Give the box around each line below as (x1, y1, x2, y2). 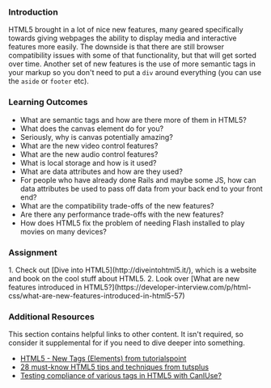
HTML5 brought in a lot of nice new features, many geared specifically (8, 25, 244, 35)
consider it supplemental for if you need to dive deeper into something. (8, 338, 245, 348)
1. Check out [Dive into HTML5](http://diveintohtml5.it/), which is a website (8, 265, 257, 275)
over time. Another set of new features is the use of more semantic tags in (8, 59, 256, 69)
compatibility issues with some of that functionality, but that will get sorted (8, 51, 257, 61)
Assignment (8, 247, 58, 258)
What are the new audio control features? (19, 149, 159, 159)
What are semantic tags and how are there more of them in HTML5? (19, 115, 247, 124)
